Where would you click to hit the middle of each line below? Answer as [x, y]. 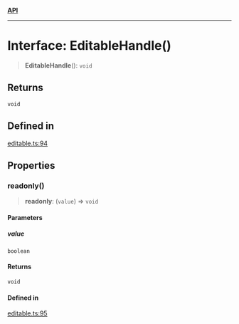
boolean [19, 251]
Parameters [25, 217]
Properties [31, 166]
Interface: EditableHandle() [90, 46]
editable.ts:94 [28, 143]
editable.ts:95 [27, 313]
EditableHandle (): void [58, 65]
